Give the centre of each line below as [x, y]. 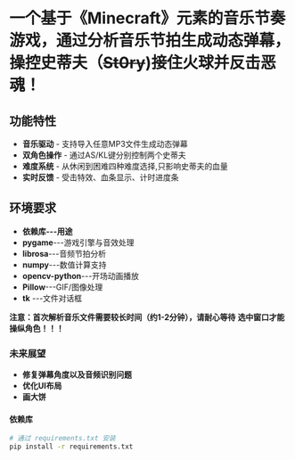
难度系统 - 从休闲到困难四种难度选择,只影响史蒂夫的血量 [125, 166]
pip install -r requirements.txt [71, 447]
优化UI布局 [42, 386]
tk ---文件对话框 [52, 298]
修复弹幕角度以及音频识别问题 [77, 374]
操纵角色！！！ [37, 328]
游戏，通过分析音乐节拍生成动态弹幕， [150, 41]
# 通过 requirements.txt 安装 [62, 439]
